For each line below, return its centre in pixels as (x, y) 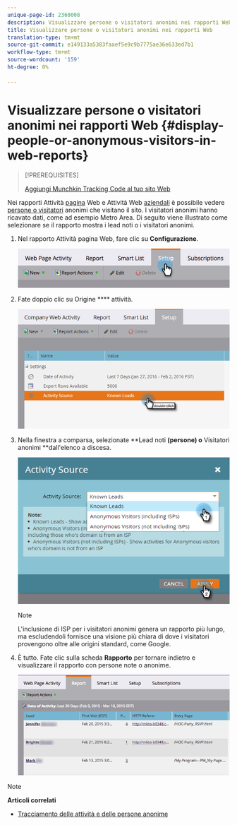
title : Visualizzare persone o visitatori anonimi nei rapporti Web (110, 30)
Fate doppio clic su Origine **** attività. (75, 299)
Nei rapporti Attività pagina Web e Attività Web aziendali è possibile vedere (116, 202)
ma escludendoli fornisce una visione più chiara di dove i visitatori (113, 636)
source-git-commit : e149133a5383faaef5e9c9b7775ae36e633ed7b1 (101, 45)
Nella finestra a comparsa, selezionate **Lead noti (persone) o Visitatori (123, 440)
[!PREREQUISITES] (51, 175)
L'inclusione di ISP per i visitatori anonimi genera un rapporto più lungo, (121, 629)
